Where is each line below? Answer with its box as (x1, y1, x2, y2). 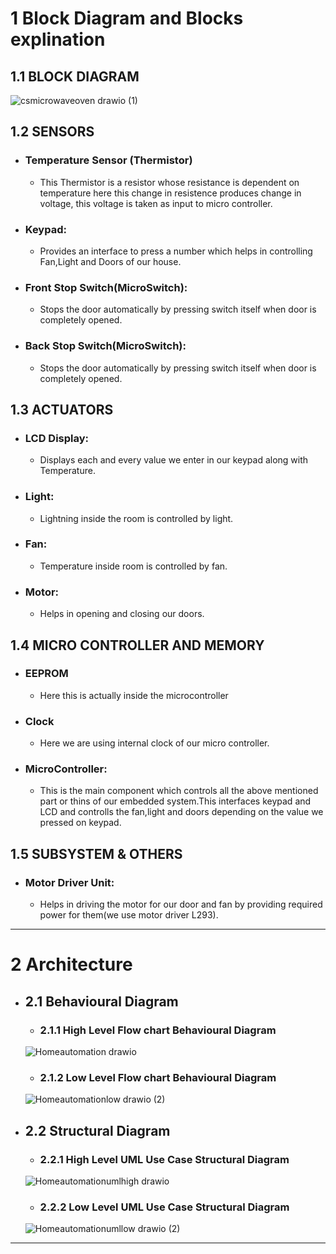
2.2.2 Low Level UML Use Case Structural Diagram (39, 1200, 290, 1214)
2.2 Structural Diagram (24, 1122, 171, 1139)
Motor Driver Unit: (24, 875, 115, 889)
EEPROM (24, 667, 69, 681)
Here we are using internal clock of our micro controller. (39, 737, 270, 749)
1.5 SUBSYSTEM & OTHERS (10, 845, 183, 862)
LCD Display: (24, 431, 90, 445)
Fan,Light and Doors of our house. (39, 255, 182, 267)
